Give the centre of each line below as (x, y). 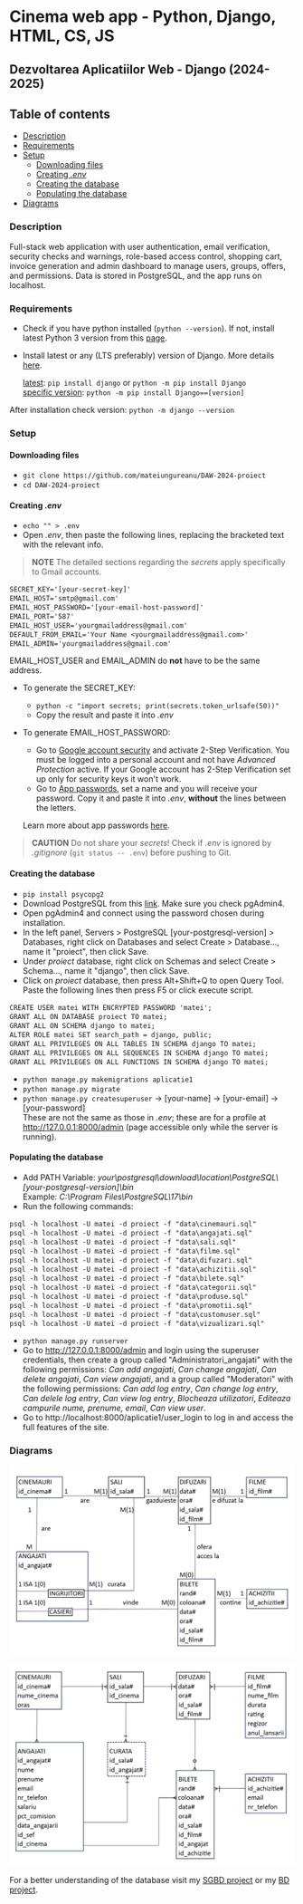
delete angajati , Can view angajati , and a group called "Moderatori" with (158, 1379)
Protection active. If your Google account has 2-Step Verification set (163, 769)
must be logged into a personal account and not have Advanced (156, 760)
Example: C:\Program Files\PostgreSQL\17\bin (107, 1197)
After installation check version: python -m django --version (122, 409)
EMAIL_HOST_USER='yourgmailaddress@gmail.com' (99, 626)
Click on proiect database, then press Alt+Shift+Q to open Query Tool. (153, 980)
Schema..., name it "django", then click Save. (106, 970)
